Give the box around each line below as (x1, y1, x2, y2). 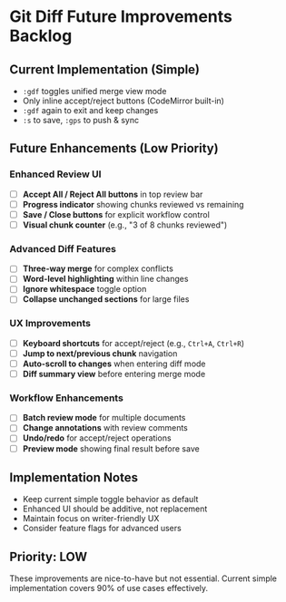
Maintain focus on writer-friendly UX (22, 513, 160, 524)
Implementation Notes (9, 470, 139, 485)
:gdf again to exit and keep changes (22, 105, 159, 115)
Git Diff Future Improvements (9, 6, 233, 27)
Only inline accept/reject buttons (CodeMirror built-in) (22, 95, 225, 106)
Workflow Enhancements (9, 392, 124, 404)
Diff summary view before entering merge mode (22, 368, 206, 379)
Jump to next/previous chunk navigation (22, 347, 178, 359)
